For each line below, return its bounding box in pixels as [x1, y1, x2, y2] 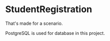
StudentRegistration [5, 4, 92, 15]
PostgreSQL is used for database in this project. [5, 30, 105, 36]
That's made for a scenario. [5, 20, 63, 26]
